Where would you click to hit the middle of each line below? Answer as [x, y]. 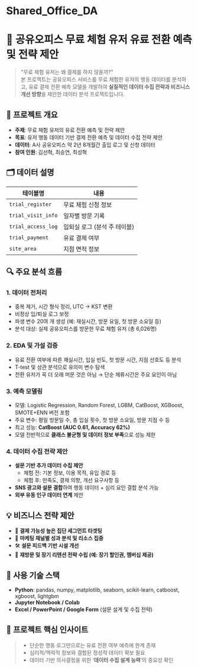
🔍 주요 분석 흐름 [34, 272]
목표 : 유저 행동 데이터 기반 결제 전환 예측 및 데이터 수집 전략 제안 [88, 137]
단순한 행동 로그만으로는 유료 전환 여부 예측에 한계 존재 [92, 645]
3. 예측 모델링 [25, 391]
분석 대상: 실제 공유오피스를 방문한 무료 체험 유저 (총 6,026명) [86, 329]
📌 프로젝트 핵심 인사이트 [47, 630]
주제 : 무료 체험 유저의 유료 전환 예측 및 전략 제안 [70, 130]
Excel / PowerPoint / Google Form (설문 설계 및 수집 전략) [83, 609]
